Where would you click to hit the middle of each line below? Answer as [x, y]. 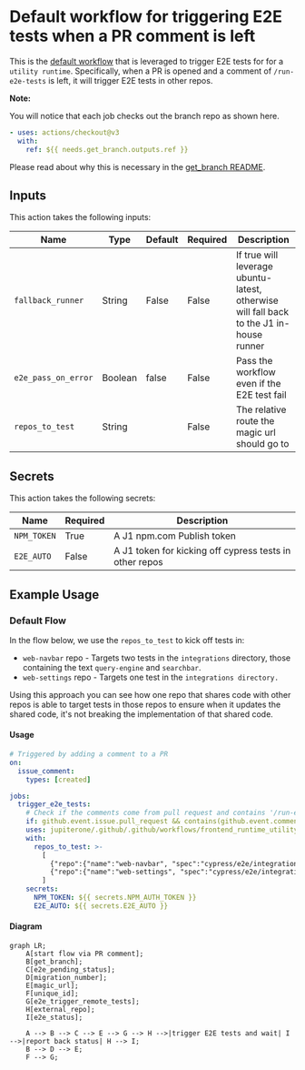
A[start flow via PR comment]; [85, 954]
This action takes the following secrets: [83, 499]
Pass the [254, 361]
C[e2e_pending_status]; [71, 970]
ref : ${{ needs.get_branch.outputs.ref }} [107, 149]
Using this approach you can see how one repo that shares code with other [150, 694]
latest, [249, 289]
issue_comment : [46, 771]
